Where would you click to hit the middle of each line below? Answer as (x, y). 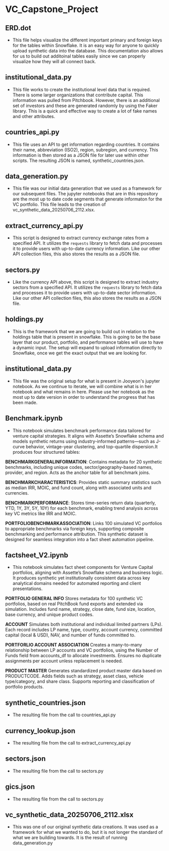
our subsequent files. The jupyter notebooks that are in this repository (85, 194)
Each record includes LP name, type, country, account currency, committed (84, 630)
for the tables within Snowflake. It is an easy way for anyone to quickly (86, 45)
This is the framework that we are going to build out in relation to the (83, 331)
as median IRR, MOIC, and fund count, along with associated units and (78, 488)
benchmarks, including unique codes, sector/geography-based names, (79, 467)
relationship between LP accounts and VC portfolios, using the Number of (82, 650)
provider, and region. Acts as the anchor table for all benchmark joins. (78, 472)
